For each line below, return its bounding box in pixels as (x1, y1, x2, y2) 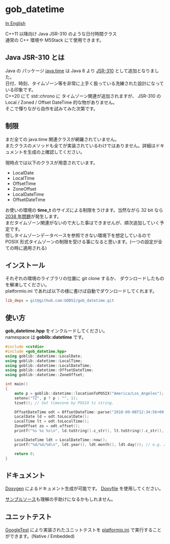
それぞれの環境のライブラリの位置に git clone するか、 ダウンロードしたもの (5, 276, 164, 282)
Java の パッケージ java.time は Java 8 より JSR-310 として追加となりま (5, 67, 155, 74)
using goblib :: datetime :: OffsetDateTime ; (5, 368, 94, 373)
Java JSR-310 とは (5, 53, 65, 62)
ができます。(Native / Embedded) (5, 533, 75, 539)
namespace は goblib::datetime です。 (5, 334, 87, 340)
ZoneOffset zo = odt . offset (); (14, 424, 80, 429)
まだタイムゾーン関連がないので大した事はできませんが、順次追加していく (5, 219, 160, 225)
